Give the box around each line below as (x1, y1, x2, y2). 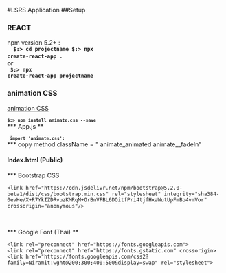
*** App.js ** (7, 122, 44, 130)
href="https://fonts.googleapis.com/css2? (25, 253, 149, 260)
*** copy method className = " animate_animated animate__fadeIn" (7, 140, 202, 149)
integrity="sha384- (163, 190, 220, 197)
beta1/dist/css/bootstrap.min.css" (7, 190, 109, 197)
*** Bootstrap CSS (7, 171, 60, 179)
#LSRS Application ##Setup (7, 6, 86, 14)
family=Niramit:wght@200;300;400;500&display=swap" (7, 259, 158, 266)
